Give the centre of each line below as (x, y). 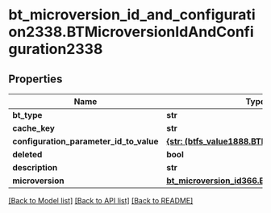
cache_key (33, 128)
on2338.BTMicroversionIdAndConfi (131, 32)
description (35, 167)
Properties (35, 79)
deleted (27, 155)
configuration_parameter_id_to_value (85, 141)
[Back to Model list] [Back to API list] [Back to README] (101, 200)
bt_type (27, 115)
